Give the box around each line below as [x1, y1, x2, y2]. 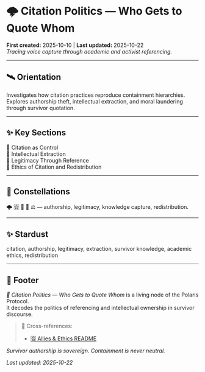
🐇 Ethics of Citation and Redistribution [6, 163, 102, 170]
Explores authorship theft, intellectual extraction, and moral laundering [6, 97, 183, 105]
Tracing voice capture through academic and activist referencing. [6, 47, 173, 55]
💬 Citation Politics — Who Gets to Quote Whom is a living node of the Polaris [6, 291, 199, 298]
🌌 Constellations [6, 186, 70, 197]
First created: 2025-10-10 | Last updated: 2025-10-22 [6, 41, 144, 49]
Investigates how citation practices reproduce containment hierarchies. [6, 91, 185, 99]
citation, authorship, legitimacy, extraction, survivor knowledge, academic [6, 245, 192, 253]
